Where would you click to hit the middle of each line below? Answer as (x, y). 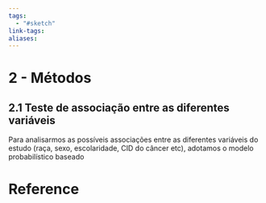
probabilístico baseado (46, 157)
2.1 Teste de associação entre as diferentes (119, 108)
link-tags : (27, 31)
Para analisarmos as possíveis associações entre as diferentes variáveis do (133, 140)
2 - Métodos (50, 78)
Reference (44, 189)
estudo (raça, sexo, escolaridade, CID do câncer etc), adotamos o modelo (131, 148)
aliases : (23, 38)
